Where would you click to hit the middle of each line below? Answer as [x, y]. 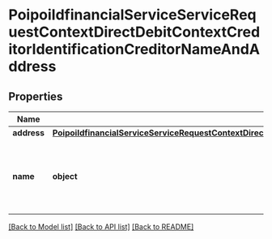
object [65, 176]
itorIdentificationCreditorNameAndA [134, 49]
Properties [36, 96]
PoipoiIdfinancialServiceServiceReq [132, 15]
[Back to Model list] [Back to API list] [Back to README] [101, 227]
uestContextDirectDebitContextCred [134, 32]
